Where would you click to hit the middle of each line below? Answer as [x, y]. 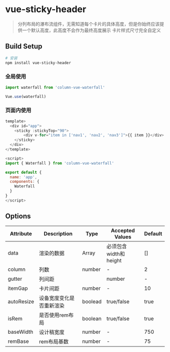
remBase [18, 341]
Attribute [21, 233]
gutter [15, 279]
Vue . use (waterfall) [26, 96]
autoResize [21, 301]
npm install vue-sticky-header [38, 63]
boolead [92, 301]
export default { [24, 172]
